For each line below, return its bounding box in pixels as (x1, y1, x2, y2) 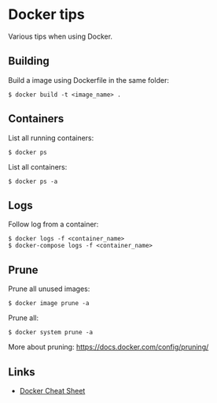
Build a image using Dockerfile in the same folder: (8, 75, 169, 84)
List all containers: (8, 162, 68, 171)
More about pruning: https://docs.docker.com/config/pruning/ (8, 342, 209, 352)
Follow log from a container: (8, 219, 99, 229)
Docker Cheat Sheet (19, 386, 86, 395)
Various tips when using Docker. (8, 32, 112, 41)
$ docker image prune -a (8, 300, 90, 308)
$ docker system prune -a (8, 329, 93, 337)
